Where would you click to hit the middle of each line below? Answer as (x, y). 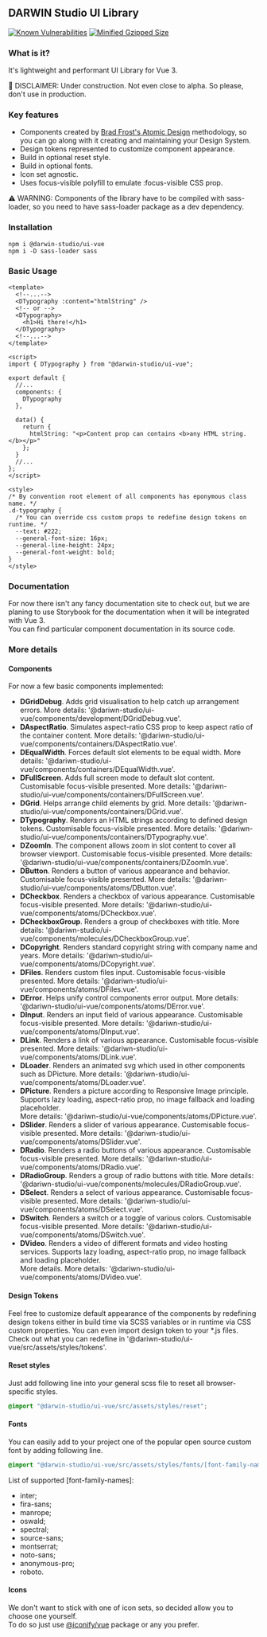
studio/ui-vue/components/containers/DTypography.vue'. (114, 837)
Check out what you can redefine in (67, 1338)
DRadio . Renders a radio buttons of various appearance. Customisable (135, 1150)
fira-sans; (36, 1504)
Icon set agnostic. (49, 174)
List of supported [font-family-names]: (71, 1480)
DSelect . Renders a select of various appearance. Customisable (125, 1193)
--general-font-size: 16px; (62, 538)
